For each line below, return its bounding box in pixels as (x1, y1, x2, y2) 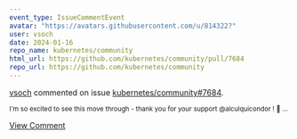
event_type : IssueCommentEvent (9, 12, 125, 22)
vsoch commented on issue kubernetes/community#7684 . (9, 86, 224, 98)
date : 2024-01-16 (9, 37, 74, 47)
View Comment (9, 119, 66, 130)
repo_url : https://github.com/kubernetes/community (9, 63, 205, 72)
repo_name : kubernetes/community (9, 46, 133, 55)
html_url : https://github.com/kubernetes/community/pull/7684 (9, 54, 245, 63)
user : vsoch (9, 29, 53, 38)
